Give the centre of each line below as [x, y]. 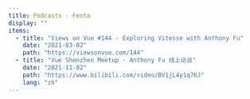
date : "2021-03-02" [55, 46]
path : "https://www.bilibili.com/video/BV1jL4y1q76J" [113, 75]
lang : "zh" [41, 82]
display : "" [28, 23]
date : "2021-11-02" [55, 68]
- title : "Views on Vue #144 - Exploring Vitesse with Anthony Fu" [130, 38]
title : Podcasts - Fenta [49, 16]
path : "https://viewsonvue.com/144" [84, 53]
